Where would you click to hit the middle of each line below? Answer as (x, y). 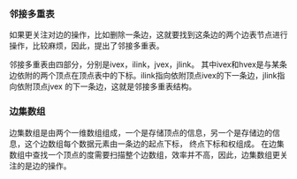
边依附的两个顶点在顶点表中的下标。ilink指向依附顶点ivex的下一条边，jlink (143, 76)
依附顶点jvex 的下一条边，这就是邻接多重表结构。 (107, 86)
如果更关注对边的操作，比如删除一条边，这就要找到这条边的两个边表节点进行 (148, 35)
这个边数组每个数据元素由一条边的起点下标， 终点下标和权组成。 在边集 (154, 144)
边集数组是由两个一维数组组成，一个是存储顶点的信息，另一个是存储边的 (141, 132)
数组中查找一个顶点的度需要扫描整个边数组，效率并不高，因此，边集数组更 (145, 154)
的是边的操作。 (44, 166)
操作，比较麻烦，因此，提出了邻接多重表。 (87, 46)
